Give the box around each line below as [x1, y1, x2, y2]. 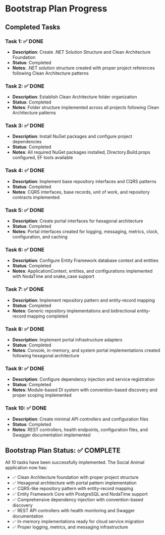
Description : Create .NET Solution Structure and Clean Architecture [12, 49, 151, 55]
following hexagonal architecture [12, 352, 79, 358]
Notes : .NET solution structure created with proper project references [12, 65, 155, 71]
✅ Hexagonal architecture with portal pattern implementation [12, 480, 137, 486]
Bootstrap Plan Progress [5, 3, 108, 14]
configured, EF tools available [12, 155, 73, 161]
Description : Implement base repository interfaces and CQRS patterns [12, 178, 157, 184]
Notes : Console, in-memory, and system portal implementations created [12, 347, 161, 353]
